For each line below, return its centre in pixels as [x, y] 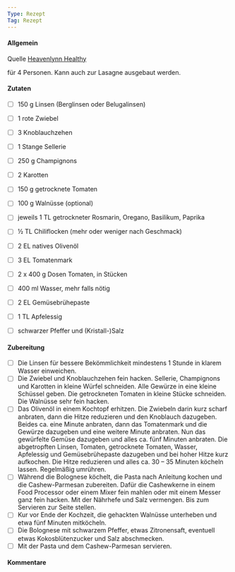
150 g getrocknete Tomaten [57, 189]
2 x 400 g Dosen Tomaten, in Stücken [72, 274]
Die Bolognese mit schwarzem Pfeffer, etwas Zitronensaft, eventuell [116, 530]
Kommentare [27, 563]
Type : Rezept [26, 14]
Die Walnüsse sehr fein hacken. [63, 401]
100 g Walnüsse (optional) [55, 203]
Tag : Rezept [25, 20]
